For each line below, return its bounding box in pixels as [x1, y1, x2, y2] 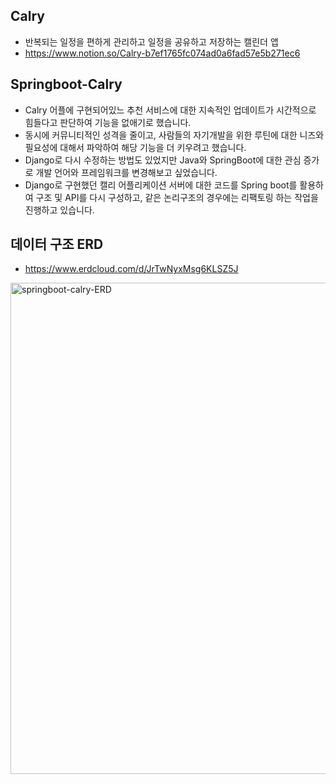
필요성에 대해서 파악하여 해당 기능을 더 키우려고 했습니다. [24, 141, 247, 153]
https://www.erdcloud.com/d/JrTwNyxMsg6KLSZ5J [24, 263, 239, 275]
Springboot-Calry [10, 76, 123, 93]
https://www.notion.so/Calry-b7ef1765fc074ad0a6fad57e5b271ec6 [24, 47, 301, 59]
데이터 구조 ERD [10, 236, 104, 253]
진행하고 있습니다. [24, 204, 95, 216]
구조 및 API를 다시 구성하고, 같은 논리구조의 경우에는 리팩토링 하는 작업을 [35, 191, 319, 203]
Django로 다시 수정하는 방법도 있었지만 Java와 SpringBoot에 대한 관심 [24, 154, 302, 166]
